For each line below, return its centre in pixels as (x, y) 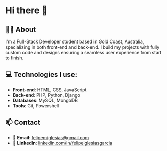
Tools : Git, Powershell (36, 106)
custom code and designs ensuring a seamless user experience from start (83, 52)
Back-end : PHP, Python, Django (46, 95)
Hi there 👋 (26, 10)
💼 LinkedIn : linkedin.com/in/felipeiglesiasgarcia (62, 143)
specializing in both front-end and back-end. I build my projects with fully (82, 47)
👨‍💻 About (21, 29)
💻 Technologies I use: (41, 74)
